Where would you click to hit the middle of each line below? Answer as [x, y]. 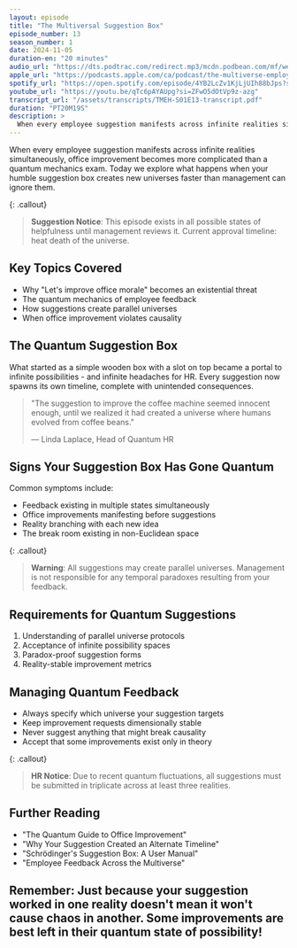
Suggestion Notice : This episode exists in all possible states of [146, 221]
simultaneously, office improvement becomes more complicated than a [138, 159]
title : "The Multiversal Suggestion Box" [87, 26]
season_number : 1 [41, 42]
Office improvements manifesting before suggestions [119, 515]
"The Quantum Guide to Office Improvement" [104, 835]
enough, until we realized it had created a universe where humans [151, 412]
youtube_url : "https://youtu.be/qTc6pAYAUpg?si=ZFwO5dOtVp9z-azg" [134, 91]
